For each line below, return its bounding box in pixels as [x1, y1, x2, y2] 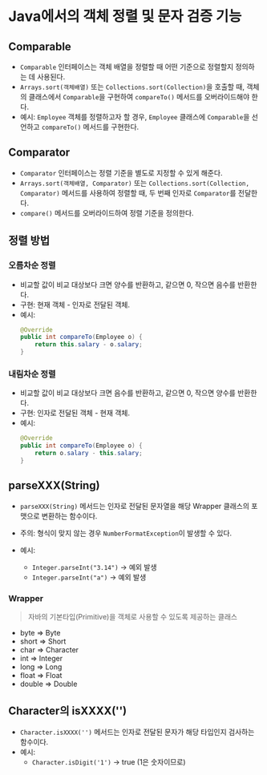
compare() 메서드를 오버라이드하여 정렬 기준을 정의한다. [19, 208, 194, 217]
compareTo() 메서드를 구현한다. [41, 122, 140, 131]
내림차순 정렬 [8, 368, 56, 379]
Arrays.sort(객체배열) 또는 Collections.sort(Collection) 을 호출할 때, [19, 82, 245, 91]
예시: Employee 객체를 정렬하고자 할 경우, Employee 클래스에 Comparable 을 [19, 112, 250, 121]
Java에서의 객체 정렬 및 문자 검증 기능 [8, 7, 242, 26]
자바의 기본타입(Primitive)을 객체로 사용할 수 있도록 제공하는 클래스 [27, 612, 238, 621]
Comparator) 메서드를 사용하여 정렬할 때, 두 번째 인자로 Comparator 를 [19, 188, 237, 197]
